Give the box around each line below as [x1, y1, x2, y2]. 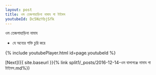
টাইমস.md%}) [5, 65, 30, 71]
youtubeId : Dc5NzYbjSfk [5, 16, 55, 21]
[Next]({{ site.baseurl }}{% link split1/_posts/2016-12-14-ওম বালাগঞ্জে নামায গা [5, 60, 151, 66]
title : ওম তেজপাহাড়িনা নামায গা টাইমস [5, 12, 66, 17]
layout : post [5, 7, 32, 12]
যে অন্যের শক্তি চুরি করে [12, 40, 46, 46]
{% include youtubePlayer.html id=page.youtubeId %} [5, 50, 116, 56]
